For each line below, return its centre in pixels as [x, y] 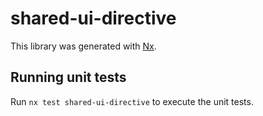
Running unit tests [68, 77]
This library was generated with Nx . [83, 46]
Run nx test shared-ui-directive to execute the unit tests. [132, 101]
